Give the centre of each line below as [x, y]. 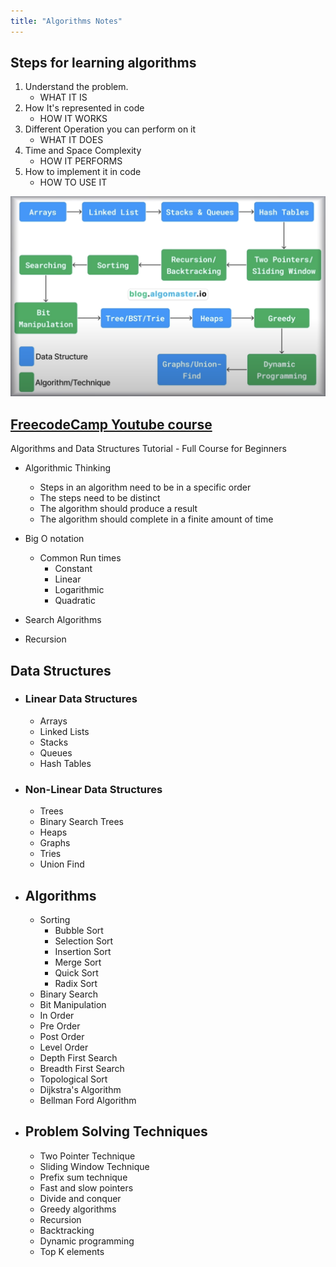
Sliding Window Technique [94, 1166]
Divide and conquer [80, 1198]
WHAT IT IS [63, 97]
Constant [73, 569]
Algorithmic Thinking [67, 468]
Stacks [54, 742]
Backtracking [67, 1230]
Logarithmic [79, 590]
